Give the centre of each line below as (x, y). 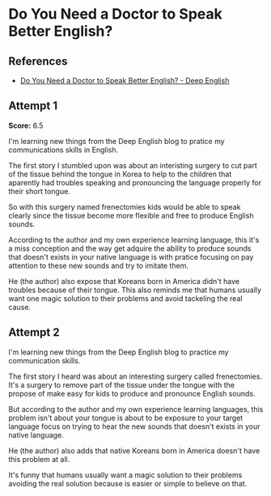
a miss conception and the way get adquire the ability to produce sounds (130, 248)
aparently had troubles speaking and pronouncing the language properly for (135, 182)
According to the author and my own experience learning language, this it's (134, 240)
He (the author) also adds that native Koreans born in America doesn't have (134, 451)
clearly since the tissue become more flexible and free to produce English (131, 215)
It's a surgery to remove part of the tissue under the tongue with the (122, 384)
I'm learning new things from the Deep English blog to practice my (119, 352)
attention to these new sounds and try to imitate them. (98, 265)
